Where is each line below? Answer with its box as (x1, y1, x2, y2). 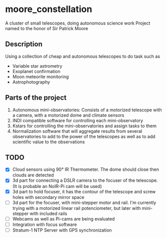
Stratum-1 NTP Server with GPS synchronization (12, 227, 112, 233)
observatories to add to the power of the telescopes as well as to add (12, 133, 156, 139)
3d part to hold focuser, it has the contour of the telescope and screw (12, 188, 156, 194)
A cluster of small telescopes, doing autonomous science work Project (5, 20, 150, 26)
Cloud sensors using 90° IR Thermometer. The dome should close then (12, 166, 159, 172)
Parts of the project (5, 94, 66, 102)
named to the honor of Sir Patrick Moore (5, 25, 88, 31)
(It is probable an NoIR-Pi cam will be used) (12, 183, 102, 189)
